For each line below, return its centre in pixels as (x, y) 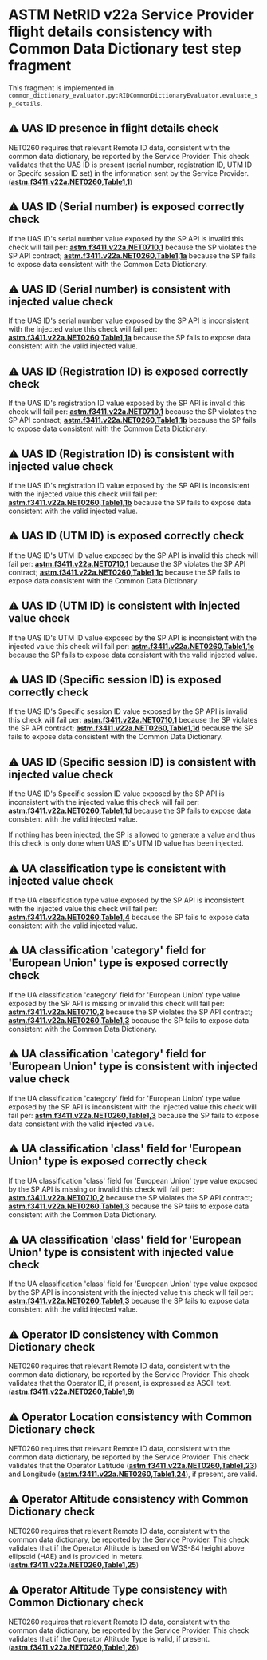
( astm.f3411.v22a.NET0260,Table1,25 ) (74, 1565)
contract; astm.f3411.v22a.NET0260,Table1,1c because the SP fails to (124, 572)
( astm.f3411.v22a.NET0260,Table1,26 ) (74, 1647)
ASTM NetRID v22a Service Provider (132, 15)
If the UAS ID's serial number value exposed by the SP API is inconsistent (129, 320)
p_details (25, 104)
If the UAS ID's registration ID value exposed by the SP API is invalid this (127, 403)
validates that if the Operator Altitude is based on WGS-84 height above (126, 1547)
